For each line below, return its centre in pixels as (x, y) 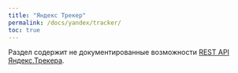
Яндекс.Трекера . (36, 60)
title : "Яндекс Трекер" (47, 15)
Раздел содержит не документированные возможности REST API (119, 53)
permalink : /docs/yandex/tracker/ (65, 23)
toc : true (24, 30)
